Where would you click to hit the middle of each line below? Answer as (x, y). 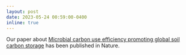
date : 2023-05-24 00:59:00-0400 (46, 17)
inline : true (22, 22)
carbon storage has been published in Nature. (63, 46)
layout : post (22, 12)
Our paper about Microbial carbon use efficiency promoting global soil (93, 40)
